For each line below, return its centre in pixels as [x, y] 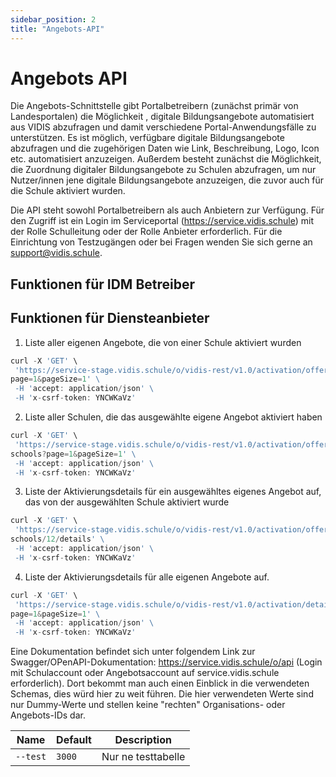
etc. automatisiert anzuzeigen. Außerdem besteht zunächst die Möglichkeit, [166, 159]
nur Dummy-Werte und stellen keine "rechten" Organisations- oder [148, 705]
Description [143, 740]
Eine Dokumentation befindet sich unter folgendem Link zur [133, 652]
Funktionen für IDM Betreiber [103, 284]
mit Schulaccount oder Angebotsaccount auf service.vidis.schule [145, 673]
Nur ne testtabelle [143, 757]
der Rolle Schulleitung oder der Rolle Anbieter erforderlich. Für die [146, 232]
